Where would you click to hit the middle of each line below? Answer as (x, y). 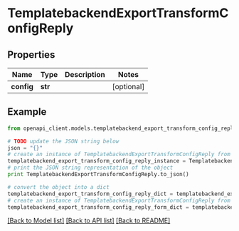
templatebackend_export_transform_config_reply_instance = (97, 161)
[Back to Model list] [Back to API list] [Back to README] (89, 221)
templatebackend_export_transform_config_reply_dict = (90, 194)
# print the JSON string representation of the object (90, 168)
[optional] (128, 87)
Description (85, 75)
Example (27, 112)
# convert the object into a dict (59, 187)
